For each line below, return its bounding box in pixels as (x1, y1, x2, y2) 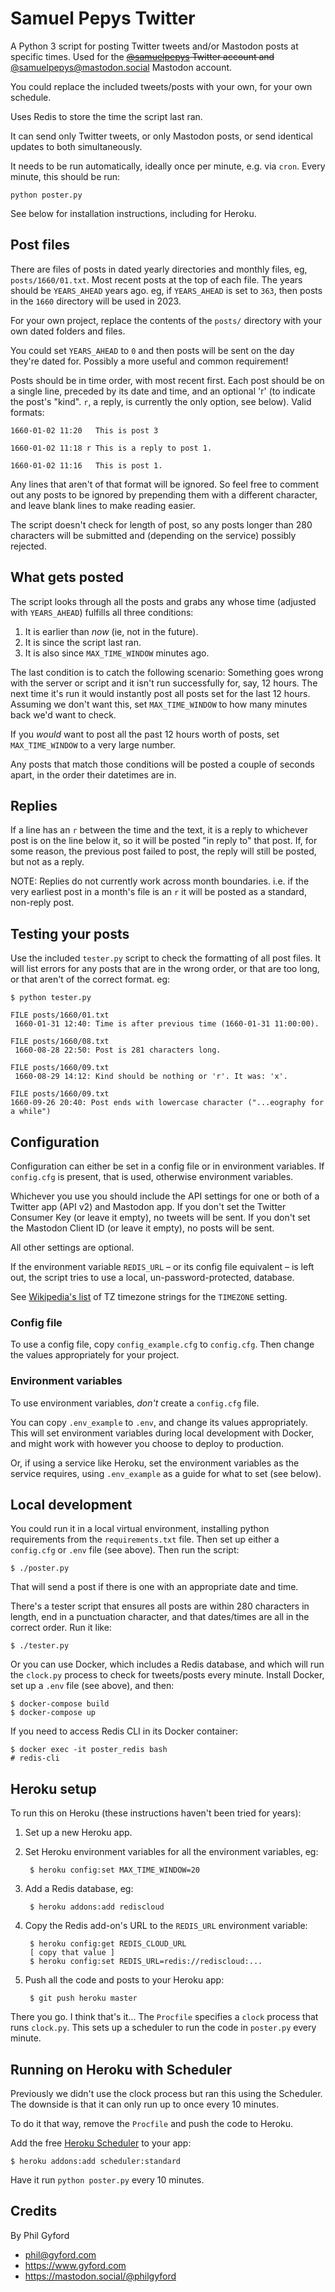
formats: (10, 406, 45, 418)
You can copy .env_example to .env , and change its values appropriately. (10, 1416, 308, 1428)
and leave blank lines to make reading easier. (10, 499, 196, 511)
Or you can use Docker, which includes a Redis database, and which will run (10, 1658, 325, 1671)
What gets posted (10, 569, 124, 586)
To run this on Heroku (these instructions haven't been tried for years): (10, 1807, 302, 1819)
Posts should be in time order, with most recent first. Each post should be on (10, 374, 325, 386)
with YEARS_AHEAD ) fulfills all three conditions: (10, 606, 194, 618)
